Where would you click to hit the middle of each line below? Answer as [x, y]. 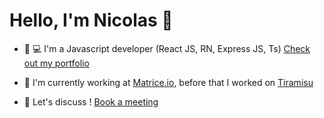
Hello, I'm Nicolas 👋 [91, 20]
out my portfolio [56, 63]
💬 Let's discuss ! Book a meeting [91, 101]
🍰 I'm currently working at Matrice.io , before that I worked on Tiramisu [168, 82]
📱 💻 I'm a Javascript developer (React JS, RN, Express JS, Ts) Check [167, 48]
